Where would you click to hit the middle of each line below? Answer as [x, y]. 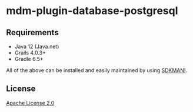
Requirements [32, 33]
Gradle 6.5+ [29, 59]
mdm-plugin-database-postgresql [92, 11]
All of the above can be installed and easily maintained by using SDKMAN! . [96, 70]
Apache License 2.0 [30, 103]
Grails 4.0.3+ [30, 53]
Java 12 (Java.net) [37, 46]
